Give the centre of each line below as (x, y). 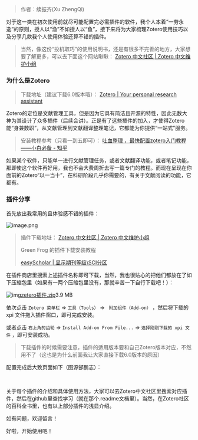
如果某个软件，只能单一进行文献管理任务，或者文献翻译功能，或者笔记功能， (99, 160)
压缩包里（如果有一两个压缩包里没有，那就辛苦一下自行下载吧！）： (92, 282)
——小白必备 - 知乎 (44, 148)
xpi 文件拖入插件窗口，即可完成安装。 (52, 314)
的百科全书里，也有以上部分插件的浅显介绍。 (60, 406)
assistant (32, 101)
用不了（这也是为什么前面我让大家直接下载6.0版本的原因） (92, 354)
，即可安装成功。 (32, 334)
